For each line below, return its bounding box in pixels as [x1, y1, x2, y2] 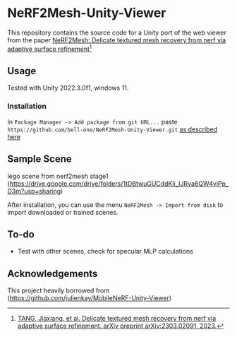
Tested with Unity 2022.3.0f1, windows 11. [7, 83, 129, 93]
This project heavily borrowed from [7, 286, 110, 295]
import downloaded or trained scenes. [7, 208, 119, 216]
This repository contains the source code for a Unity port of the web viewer [7, 28, 227, 37]
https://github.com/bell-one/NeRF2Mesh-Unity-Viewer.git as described [7, 125, 217, 134]
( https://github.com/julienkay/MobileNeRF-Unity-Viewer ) [7, 294, 172, 302]
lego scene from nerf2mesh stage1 [7, 172, 109, 180]
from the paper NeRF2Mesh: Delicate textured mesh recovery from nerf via [7, 35, 226, 44]
